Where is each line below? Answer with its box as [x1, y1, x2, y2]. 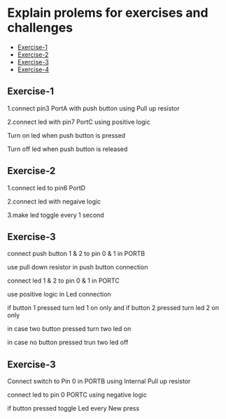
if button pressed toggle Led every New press [7, 404, 140, 413]
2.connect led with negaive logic [7, 197, 101, 206]
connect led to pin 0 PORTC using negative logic [7, 390, 147, 399]
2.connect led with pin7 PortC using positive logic [7, 118, 150, 126]
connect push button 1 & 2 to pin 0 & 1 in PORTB [7, 250, 146, 258]
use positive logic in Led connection [7, 290, 111, 299]
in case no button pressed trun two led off [7, 338, 129, 347]
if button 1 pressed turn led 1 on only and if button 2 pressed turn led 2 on [7, 304, 219, 312]
